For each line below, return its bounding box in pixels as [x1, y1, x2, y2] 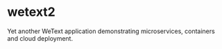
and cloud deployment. [7, 34, 74, 42]
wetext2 [7, 4, 55, 20]
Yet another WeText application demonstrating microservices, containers [7, 27, 215, 35]
